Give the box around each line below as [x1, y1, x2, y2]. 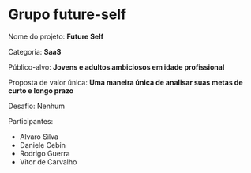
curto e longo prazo [8, 85, 74, 96]
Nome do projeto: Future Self [8, 32, 104, 41]
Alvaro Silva [19, 132, 59, 141]
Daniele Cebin [19, 140, 66, 149]
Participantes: [8, 116, 54, 126]
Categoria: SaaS [8, 47, 62, 56]
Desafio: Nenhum [8, 101, 66, 111]
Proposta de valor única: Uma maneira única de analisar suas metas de [8, 77, 243, 87]
